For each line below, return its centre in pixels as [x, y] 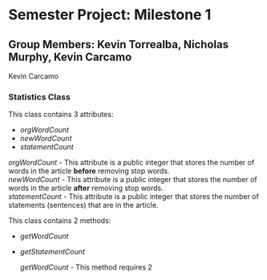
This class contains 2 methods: [60, 221]
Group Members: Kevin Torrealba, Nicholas [119, 45]
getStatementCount [53, 252]
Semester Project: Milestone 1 [110, 15]
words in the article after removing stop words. [86, 188]
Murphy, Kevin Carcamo [70, 57]
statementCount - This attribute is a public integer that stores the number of [133, 197]
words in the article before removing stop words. [89, 171]
